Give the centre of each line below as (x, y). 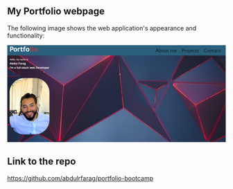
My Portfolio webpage (56, 11)
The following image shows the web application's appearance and (102, 28)
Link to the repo (42, 162)
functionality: (26, 35)
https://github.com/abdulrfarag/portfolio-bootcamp (80, 178)
